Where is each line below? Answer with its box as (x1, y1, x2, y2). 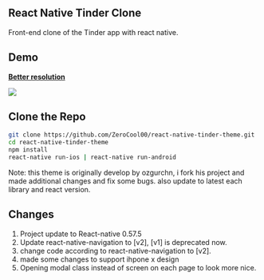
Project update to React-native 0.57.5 (19, 229, 142, 239)
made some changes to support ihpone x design (19, 254, 179, 264)
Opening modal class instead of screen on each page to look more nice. (19, 262, 257, 272)
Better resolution (8, 72, 65, 81)
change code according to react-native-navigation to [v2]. (19, 246, 211, 255)
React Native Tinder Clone (8, 6, 142, 20)
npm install (8, 146, 48, 154)
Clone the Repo (8, 110, 86, 124)
